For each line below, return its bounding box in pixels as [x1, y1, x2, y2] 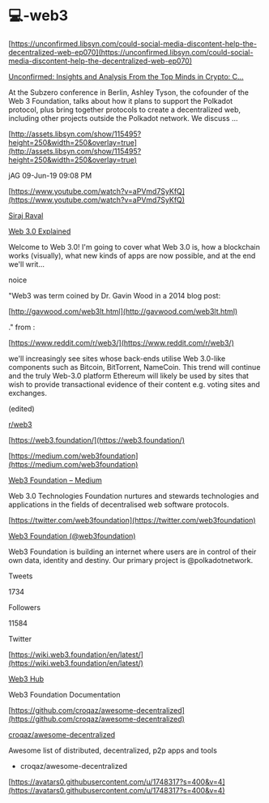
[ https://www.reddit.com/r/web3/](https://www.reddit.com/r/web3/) [8, 337, 235, 347]
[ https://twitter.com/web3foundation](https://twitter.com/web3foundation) [8, 515, 257, 525]
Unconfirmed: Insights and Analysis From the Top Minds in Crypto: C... [8, 71, 245, 81]
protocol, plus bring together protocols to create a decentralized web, [8, 105, 241, 114]
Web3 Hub [8, 674, 45, 684]
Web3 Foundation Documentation [8, 689, 121, 699]
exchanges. [8, 388, 47, 397]
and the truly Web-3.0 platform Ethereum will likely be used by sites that [8, 371, 250, 380]
